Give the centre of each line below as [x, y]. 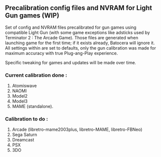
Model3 [20, 101]
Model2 [20, 96]
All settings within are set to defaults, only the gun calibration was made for [80, 48]
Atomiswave [24, 86]
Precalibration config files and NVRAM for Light [79, 8]
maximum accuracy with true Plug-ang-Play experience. [62, 53]
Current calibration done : [36, 75]
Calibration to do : [27, 119]
